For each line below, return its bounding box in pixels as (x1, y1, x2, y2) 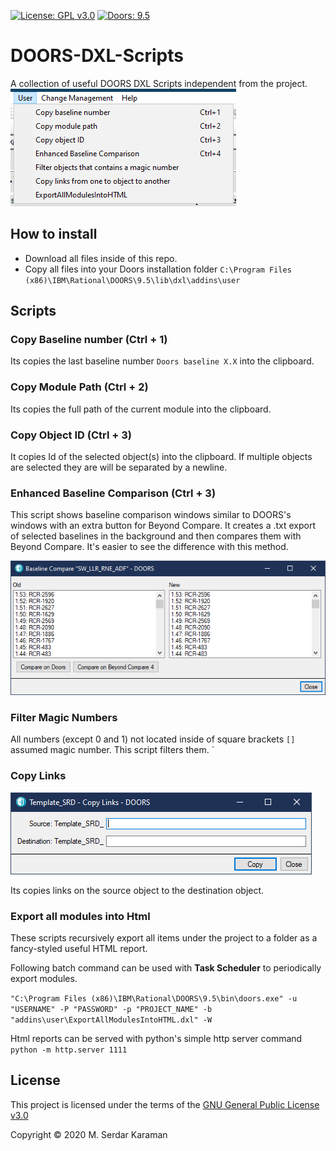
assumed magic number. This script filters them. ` (10, 744, 215, 756)
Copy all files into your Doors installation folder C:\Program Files (24, 263, 292, 275)
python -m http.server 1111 (10, 1045, 128, 1055)
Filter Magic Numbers (10, 710, 118, 724)
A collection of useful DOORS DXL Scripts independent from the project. (10, 77, 308, 89)
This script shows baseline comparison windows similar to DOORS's (10, 509, 292, 521)
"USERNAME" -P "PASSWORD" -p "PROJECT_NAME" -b (10, 1004, 213, 1014)
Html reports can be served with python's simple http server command (10, 1032, 303, 1044)
